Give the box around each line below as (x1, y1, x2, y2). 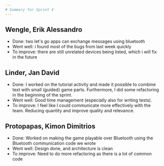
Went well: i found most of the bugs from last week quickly (12, 44, 131, 50)
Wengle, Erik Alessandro (5, 26, 83, 34)
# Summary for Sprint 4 (5, 7, 54, 12)
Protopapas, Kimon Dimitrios (5, 122, 96, 131)
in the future (12, 54, 37, 60)
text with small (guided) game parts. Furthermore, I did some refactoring (12, 87, 159, 93)
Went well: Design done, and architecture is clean (12, 146, 113, 152)
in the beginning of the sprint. (12, 92, 72, 98)
